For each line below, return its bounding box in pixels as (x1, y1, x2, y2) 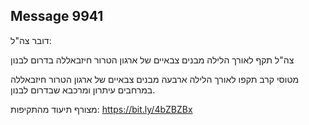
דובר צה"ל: (10, 34, 52, 46)
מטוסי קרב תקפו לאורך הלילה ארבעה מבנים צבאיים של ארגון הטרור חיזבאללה (10, 73, 300, 85)
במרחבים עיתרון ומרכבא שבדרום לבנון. (10, 84, 156, 96)
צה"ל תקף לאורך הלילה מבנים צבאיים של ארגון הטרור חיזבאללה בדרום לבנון (10, 54, 295, 66)
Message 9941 (10, 8, 104, 25)
